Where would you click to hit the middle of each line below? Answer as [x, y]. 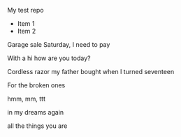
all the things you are [37, 126]
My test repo [26, 10]
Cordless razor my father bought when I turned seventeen [91, 72]
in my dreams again [36, 112]
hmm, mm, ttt [27, 99]
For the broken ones [36, 85]
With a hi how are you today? [49, 58]
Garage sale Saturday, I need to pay [59, 44]
